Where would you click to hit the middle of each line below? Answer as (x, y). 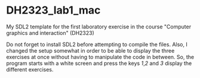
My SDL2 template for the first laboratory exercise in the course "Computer (99, 27)
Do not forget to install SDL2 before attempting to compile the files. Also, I (97, 44)
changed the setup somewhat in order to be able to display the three (90, 50)
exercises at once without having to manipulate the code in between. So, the (100, 57)
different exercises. (30, 69)
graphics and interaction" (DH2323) (50, 32)
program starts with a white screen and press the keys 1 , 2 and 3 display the (99, 63)
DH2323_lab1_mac (53, 10)
